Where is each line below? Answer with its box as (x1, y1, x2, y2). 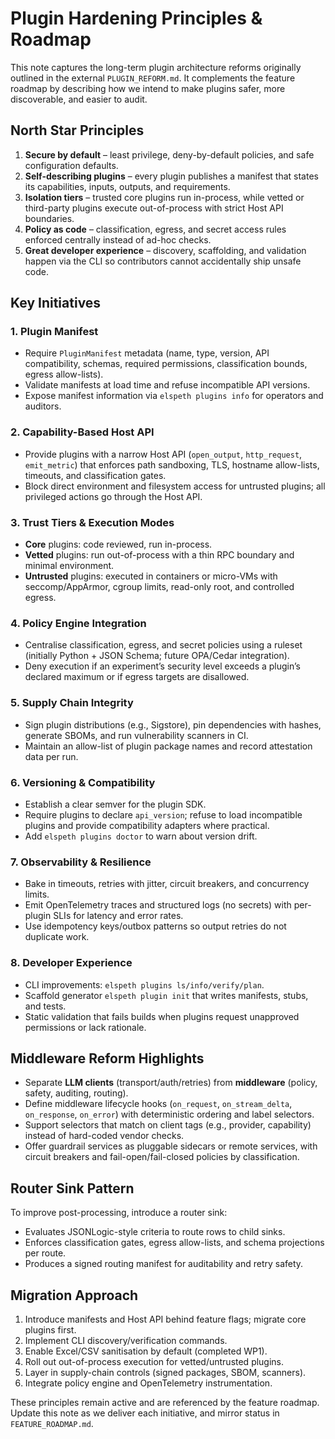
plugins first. (24, 1323, 77, 1336)
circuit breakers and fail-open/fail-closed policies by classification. (24, 1151, 300, 1163)
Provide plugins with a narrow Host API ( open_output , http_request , (24, 448, 303, 460)
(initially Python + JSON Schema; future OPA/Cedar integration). (24, 650, 290, 662)
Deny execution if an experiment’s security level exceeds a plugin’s (24, 660, 301, 672)
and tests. (24, 1000, 67, 1012)
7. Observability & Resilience (10, 855, 152, 869)
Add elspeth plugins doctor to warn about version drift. (24, 830, 258, 842)
